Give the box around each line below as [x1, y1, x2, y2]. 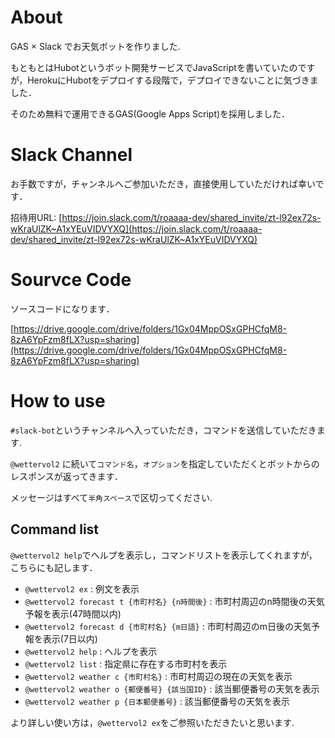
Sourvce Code [10, 269, 132, 291]
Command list [10, 521, 100, 538]
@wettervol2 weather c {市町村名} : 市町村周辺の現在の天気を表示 [24, 670, 293, 682]
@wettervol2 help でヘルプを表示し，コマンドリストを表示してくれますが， [10, 549, 318, 561]
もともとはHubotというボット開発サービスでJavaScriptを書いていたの [10, 61, 298, 73]
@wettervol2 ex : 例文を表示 [24, 582, 140, 595]
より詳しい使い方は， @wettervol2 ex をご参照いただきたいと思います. [10, 716, 295, 728]
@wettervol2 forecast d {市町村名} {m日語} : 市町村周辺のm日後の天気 [24, 620, 312, 632]
